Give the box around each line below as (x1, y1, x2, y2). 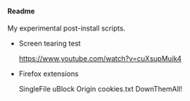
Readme (7, 6, 35, 16)
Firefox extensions (18, 69, 79, 78)
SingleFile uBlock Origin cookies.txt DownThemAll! (18, 85, 182, 94)
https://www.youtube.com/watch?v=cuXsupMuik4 (18, 54, 182, 63)
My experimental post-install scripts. (7, 23, 126, 33)
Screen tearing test (18, 39, 82, 49)
